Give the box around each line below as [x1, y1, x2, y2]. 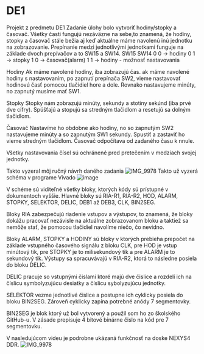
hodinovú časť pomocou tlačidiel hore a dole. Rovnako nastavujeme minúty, [6, 81, 196, 88]
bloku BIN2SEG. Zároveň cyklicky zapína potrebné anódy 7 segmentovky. [6, 297, 191, 305]
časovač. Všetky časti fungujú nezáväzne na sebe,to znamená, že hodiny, [6, 30, 192, 37]
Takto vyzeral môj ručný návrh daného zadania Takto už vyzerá [6, 167, 198, 175]
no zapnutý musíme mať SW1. [6, 87, 81, 95]
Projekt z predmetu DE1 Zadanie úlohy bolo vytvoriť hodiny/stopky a [6, 24, 177, 31]
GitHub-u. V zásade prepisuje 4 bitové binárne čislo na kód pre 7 [6, 316, 169, 323]
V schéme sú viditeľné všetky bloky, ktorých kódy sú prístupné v [6, 186, 169, 193]
